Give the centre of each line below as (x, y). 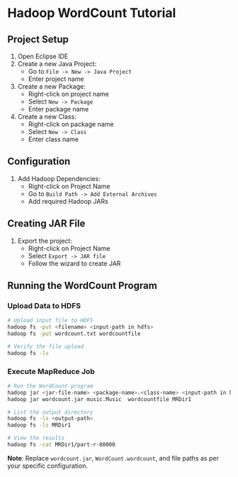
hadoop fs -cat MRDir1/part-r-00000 (61, 445)
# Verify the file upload (45, 346)
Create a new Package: (52, 86)
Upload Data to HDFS (44, 305)
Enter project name (56, 79)
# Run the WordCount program (50, 386)
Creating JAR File (46, 224)
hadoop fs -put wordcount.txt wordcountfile (74, 334)
